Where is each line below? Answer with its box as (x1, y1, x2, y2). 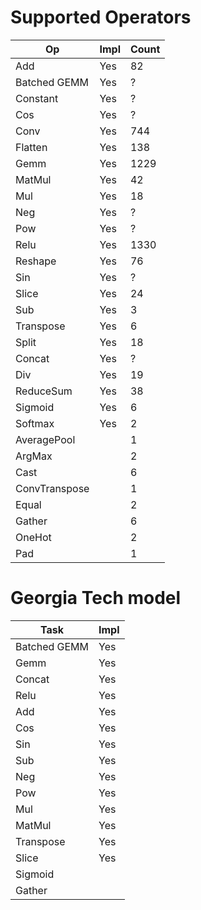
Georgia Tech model (10, 587, 182, 610)
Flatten (15, 140, 48, 154)
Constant (15, 91, 59, 105)
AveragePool (15, 432, 76, 446)
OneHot (15, 530, 52, 544)
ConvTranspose (15, 481, 90, 495)
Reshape (15, 254, 57, 268)
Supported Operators (10, 6, 192, 29)
